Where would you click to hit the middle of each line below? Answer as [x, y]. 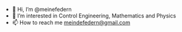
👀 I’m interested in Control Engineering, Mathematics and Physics [94, 16]
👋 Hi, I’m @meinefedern [42, 9]
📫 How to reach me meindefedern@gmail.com [71, 22]
